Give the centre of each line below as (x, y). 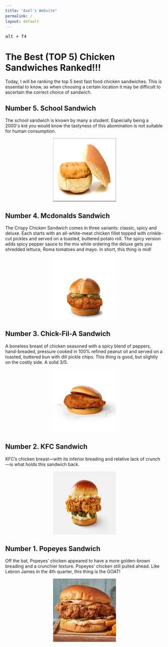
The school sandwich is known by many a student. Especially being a (77, 120)
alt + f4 (16, 36)
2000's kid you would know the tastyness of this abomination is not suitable (84, 126)
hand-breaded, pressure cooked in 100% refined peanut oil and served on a (84, 351)
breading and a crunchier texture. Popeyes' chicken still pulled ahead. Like (82, 566)
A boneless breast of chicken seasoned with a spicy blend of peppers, (78, 346)
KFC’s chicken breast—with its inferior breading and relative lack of (75, 459)
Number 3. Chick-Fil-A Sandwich (58, 334)
